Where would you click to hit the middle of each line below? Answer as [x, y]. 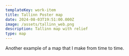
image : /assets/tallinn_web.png [40, 24]
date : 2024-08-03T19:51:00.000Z [40, 19]
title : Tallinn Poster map [34, 15]
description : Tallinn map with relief [47, 29]
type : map [16, 34]
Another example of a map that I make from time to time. [65, 48]
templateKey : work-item [31, 10]
